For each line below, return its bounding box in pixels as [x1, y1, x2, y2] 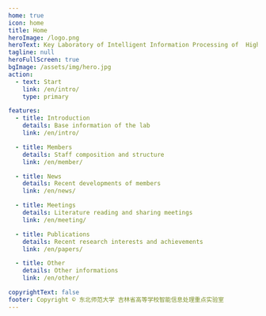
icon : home [8, 19, 44, 27]
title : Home [8, 26, 47, 34]
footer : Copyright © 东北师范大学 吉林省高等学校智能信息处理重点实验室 [8, 295, 224, 303]
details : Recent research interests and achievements [22, 238, 203, 246]
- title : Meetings [15, 201, 77, 210]
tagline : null [8, 48, 55, 56]
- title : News [15, 172, 62, 181]
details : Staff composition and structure [22, 150, 165, 158]
